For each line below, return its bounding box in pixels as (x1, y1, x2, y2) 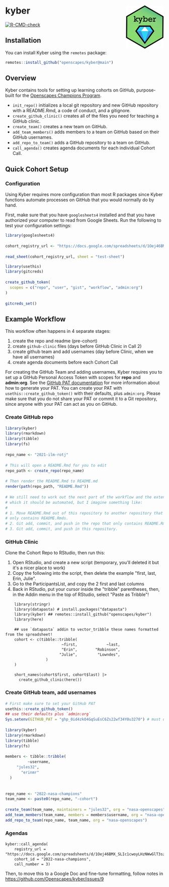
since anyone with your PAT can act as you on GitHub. (5, 401, 118, 407)
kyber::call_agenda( (5, 842, 49, 847)
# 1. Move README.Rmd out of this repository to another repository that (5, 510, 163, 515)
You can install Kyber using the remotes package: (5, 49, 107, 55)
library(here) (14, 617, 44, 622)
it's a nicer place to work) (12, 565, 65, 571)
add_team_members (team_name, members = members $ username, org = (5, 813, 143, 818)
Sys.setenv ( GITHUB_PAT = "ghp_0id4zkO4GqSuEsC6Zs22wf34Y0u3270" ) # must (5, 717, 161, 722)
